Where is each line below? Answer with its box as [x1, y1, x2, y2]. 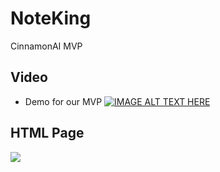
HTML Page [10, 125, 85, 142]
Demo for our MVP [24, 95, 103, 107]
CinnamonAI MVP [10, 40, 83, 52]
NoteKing [10, 7, 92, 30]
